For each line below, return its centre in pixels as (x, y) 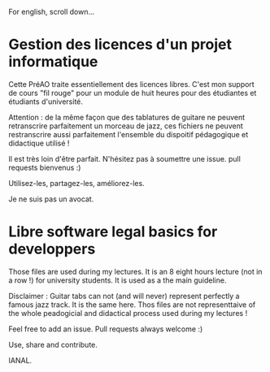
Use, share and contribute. (53, 344)
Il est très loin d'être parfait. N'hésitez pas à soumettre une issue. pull (125, 158)
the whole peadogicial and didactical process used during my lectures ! (128, 313)
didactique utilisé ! (39, 143)
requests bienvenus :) (45, 167)
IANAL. (20, 360)
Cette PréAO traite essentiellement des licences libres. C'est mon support (131, 84)
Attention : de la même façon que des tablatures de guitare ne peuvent (127, 117)
